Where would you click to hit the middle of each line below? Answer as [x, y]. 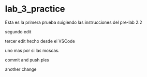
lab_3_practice [35, 9]
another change [21, 69]
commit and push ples [27, 60]
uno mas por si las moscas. [32, 50]
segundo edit [18, 31]
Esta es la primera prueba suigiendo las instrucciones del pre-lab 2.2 [74, 22]
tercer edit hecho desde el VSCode [40, 41]
